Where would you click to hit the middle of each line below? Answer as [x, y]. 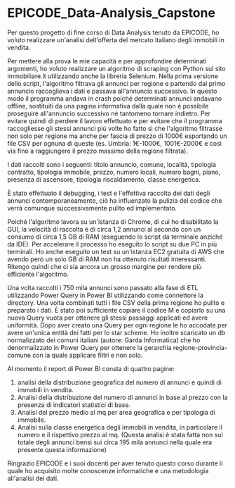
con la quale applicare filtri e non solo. [88, 355]
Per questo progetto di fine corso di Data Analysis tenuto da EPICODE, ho [113, 32]
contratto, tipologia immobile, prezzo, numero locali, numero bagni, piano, [114, 172]
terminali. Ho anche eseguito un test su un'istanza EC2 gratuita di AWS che [116, 251]
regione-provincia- [200, 347]
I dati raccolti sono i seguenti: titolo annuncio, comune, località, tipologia [112, 164]
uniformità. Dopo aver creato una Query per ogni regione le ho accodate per [117, 325]
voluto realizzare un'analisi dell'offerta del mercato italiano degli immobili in [116, 39]
